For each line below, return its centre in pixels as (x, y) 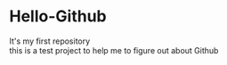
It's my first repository (50, 41)
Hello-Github (58, 16)
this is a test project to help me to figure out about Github (114, 50)
